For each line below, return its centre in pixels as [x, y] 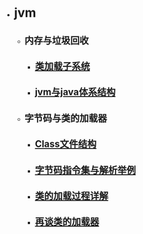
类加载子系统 [62, 66]
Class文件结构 [66, 144]
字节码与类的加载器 [66, 118]
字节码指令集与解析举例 [85, 170]
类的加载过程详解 [71, 196]
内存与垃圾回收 [57, 40]
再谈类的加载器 [67, 222]
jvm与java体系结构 [75, 92]
